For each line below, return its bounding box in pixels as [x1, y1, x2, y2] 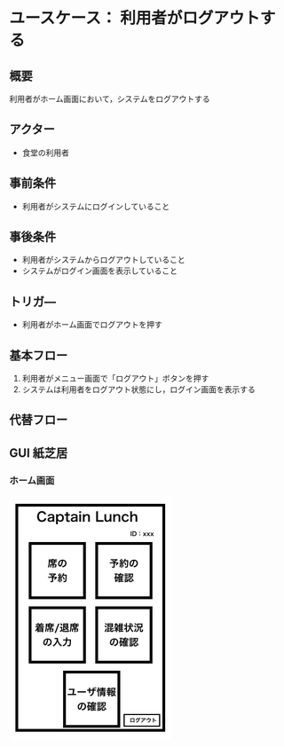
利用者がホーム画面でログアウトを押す [21, 319, 162, 330]
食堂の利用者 [21, 147, 69, 158]
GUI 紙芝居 [9, 445, 68, 460]
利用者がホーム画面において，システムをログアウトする [9, 94, 210, 104]
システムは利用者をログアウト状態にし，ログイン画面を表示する [21, 384, 256, 395]
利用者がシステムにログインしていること [21, 201, 170, 211]
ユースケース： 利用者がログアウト [9, 8, 260, 28]
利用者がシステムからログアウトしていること [21, 255, 185, 265]
